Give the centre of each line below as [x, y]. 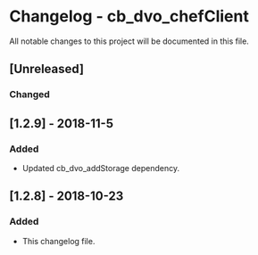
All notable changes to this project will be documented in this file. [129, 41]
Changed [30, 95]
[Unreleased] [47, 69]
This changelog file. [58, 241]
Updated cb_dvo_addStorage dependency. [101, 168]
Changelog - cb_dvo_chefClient [129, 16]
